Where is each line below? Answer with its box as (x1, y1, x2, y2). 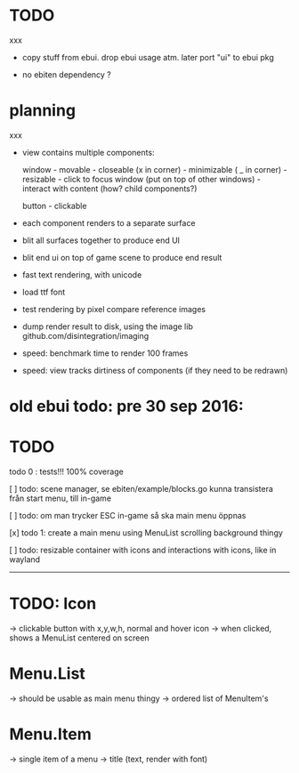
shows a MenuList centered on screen (9, 632, 149, 643)
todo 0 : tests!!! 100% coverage (9, 466, 125, 477)
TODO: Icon (9, 593, 97, 614)
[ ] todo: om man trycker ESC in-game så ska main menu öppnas (9, 511, 246, 520)
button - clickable (21, 200, 87, 211)
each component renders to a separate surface (21, 217, 196, 228)
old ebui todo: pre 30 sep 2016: (9, 397, 245, 416)
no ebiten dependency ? (21, 68, 111, 80)
